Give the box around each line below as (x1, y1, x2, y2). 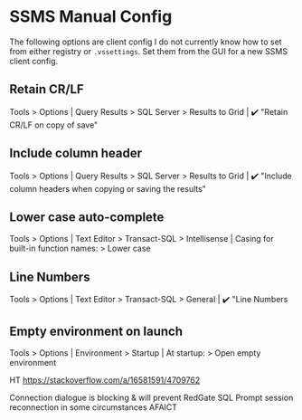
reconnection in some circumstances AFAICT (9, 402, 178, 413)
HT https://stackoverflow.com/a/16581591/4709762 (9, 375, 201, 386)
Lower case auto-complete (9, 209, 165, 224)
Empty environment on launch (9, 323, 184, 339)
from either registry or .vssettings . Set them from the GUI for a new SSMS (9, 45, 288, 56)
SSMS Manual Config (9, 6, 173, 27)
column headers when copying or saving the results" (9, 183, 206, 194)
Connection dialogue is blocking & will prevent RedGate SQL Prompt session (9, 392, 294, 403)
